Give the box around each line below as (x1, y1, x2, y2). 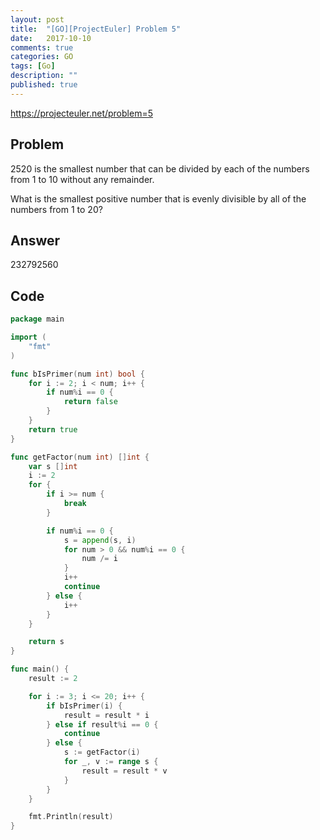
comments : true (10, 42, 74, 53)
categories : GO (10, 52, 74, 62)
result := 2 (28, 674, 78, 684)
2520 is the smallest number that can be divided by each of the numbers (10, 162, 310, 175)
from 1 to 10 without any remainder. (10, 173, 155, 185)
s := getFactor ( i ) (63, 747, 141, 758)
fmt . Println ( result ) (28, 812, 114, 822)
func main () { (10, 664, 70, 675)
